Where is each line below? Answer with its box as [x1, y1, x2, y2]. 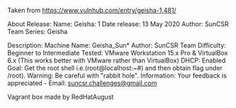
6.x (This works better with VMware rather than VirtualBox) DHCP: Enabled [7, 56, 226, 65]
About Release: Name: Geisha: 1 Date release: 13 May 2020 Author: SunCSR [7, 20, 229, 28]
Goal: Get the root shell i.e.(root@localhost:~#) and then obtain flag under [7, 64, 223, 72]
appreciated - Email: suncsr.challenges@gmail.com [7, 79, 157, 87]
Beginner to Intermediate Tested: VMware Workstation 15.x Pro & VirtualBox [7, 49, 228, 57]
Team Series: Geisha [7, 28, 68, 36]
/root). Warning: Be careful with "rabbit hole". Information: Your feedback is [7, 71, 227, 80]
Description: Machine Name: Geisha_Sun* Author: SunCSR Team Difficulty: [7, 41, 227, 49]
